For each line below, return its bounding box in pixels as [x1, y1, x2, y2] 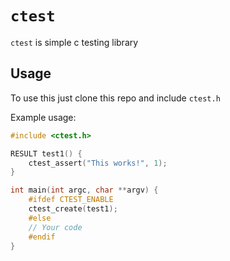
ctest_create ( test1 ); [28, 204, 118, 214]
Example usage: [10, 111, 77, 123]
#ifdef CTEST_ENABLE [28, 195, 114, 205]
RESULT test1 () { [10, 148, 83, 159]
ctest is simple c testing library [10, 36, 139, 48]
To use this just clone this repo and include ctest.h [10, 92, 221, 104]
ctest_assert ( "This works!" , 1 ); [28, 158, 168, 168]
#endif [28, 232, 56, 242]
